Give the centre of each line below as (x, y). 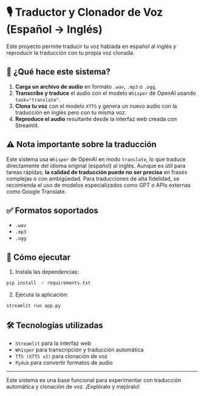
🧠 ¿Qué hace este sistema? (59, 72)
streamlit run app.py (34, 306)
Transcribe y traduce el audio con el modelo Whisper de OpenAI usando (105, 93)
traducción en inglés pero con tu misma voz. (71, 112)
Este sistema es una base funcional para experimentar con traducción (94, 380)
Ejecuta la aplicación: (42, 295)
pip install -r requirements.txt (49, 283)
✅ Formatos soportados (53, 210)
